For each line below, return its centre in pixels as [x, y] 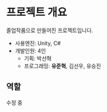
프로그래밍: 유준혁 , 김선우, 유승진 [62, 66]
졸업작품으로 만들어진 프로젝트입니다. [50, 30]
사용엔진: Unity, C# [38, 43]
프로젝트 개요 [37, 12]
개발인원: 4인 [30, 51]
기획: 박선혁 [38, 58]
